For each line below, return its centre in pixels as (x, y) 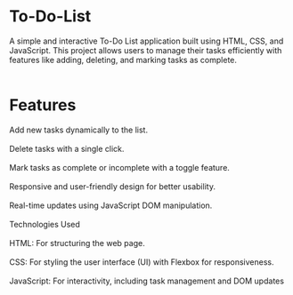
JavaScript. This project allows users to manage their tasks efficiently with (146, 50)
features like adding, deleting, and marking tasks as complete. (123, 60)
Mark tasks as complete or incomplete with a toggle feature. (119, 167)
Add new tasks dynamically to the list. (79, 130)
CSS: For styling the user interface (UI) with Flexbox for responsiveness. (142, 262)
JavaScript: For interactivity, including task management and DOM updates (147, 281)
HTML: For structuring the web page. (77, 243)
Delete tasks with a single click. (67, 148)
